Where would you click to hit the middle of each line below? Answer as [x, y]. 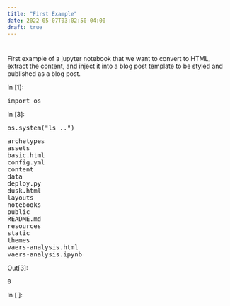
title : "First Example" [42, 14]
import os [24, 101]
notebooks [24, 205]
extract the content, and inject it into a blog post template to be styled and [115, 66]
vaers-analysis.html [43, 247]
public [19, 212]
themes [19, 240]
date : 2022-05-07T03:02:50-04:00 [57, 21]
